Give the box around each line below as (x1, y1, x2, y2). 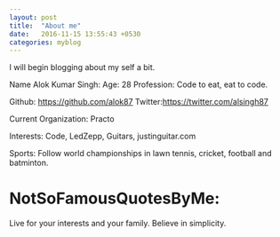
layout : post (9, 12, 58, 22)
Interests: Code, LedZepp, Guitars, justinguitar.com (9, 130, 196, 142)
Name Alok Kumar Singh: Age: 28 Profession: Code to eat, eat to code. (9, 79, 268, 90)
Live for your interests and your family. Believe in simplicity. (9, 218, 227, 229)
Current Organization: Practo (9, 114, 115, 124)
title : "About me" (9, 21, 82, 30)
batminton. (9, 157, 49, 169)
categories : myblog (9, 37, 82, 47)
